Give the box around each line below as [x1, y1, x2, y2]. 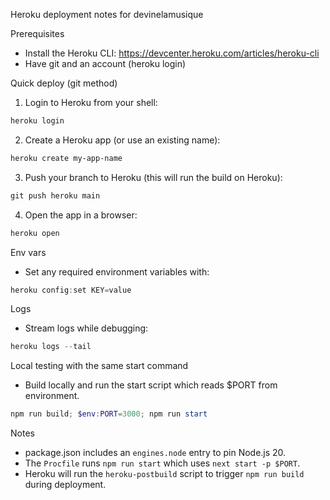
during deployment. [24, 479, 107, 491]
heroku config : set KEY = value [10, 285, 132, 295]
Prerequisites [10, 28, 65, 39]
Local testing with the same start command [10, 360, 189, 372]
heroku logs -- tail [10, 342, 92, 352]
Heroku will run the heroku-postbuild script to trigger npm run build [24, 468, 305, 480]
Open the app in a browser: [24, 209, 138, 221]
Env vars [10, 246, 47, 258]
